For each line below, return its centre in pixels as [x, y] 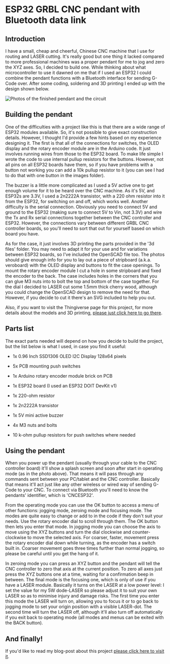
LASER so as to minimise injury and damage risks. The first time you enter [82, 596]
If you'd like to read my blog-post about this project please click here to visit [85, 651]
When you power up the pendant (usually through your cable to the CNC [81, 463]
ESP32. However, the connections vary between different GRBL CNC [77, 223]
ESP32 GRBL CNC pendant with [73, 9]
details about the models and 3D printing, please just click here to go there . [84, 313]
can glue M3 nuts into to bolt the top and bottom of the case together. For [82, 281]
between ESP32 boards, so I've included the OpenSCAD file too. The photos [85, 254]
